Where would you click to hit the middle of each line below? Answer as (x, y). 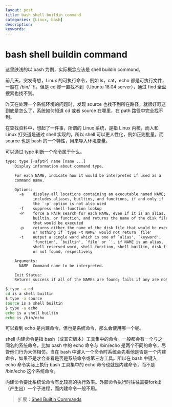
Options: (24, 190)
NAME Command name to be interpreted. (61, 266)
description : (19, 24)
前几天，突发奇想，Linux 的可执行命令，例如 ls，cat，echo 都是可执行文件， (86, 81)
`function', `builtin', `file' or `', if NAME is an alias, (98, 242)
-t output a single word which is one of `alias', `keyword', (90, 237)
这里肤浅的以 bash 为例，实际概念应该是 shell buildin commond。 (74, 69)
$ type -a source (24, 299)
